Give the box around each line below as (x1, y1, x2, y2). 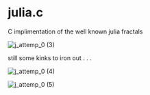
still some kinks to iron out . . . (8, 53, 92, 62)
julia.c (8, 5, 44, 21)
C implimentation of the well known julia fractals (8, 27, 143, 36)
